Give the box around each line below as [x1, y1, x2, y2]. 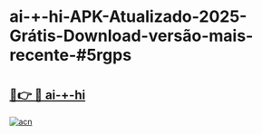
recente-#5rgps [9, 45, 132, 65]
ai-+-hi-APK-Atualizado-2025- [9, 6, 247, 27]
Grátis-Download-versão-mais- [9, 25, 254, 46]
